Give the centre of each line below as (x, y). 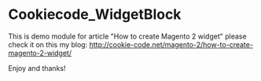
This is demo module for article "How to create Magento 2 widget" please (127, 36)
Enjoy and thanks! (37, 68)
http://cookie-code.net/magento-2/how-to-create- (171, 44)
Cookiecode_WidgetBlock (95, 15)
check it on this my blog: (48, 44)
